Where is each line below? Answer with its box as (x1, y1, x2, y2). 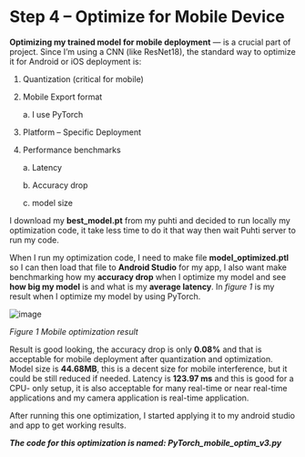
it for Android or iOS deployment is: (9, 56, 142, 67)
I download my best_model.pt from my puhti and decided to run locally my (9, 214, 291, 225)
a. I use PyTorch (22, 109, 84, 119)
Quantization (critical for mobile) (22, 73, 144, 84)
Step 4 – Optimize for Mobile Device (9, 6, 285, 27)
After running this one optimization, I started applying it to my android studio (9, 410, 296, 421)
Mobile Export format (22, 91, 103, 102)
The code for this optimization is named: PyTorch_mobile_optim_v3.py (9, 437, 282, 448)
